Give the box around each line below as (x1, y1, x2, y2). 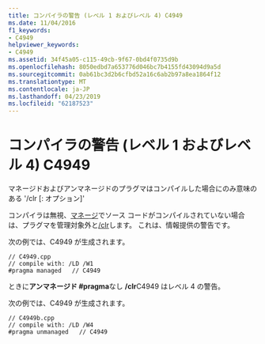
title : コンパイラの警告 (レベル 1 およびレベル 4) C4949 (8, 11, 184, 20)
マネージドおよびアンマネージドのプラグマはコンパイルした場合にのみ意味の (8, 183, 257, 194)
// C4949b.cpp (8, 314, 55, 323)
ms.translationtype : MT (8, 77, 87, 85)
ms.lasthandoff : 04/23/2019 (8, 93, 101, 100)
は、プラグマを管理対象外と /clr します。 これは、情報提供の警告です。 (8, 221, 235, 230)
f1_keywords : (8, 26, 51, 34)
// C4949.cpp (8, 253, 51, 261)
